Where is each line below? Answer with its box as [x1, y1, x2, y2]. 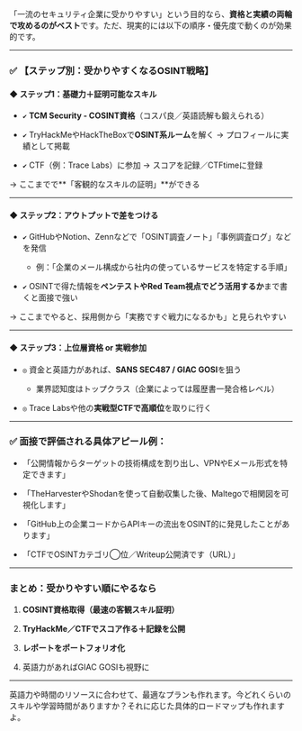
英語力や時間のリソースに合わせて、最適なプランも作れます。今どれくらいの [9, 690, 292, 700]
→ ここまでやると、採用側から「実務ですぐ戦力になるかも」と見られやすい [9, 311, 287, 323]
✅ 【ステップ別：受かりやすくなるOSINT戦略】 [9, 64, 214, 77]
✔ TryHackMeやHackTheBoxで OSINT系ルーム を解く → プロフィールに [22, 130, 281, 141]
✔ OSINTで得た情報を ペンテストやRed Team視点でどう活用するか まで [22, 281, 280, 292]
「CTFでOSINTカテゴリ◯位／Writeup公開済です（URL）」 [22, 549, 240, 560]
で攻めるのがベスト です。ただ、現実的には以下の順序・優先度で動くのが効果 [9, 20, 292, 31]
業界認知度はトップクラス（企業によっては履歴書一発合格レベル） [35, 383, 280, 394]
